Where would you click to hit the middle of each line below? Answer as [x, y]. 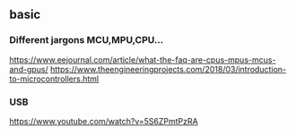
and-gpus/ [29, 69]
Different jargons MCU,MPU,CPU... [87, 40]
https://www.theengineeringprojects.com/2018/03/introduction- [168, 69]
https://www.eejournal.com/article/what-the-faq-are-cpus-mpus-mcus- [143, 59]
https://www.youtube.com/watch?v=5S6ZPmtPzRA [104, 121]
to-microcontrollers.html [54, 79]
